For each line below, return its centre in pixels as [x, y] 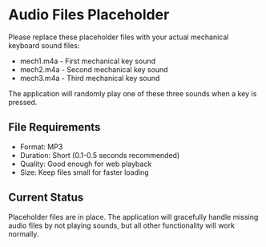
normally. [24, 233]
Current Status [46, 198]
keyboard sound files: [44, 45]
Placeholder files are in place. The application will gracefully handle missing [133, 217]
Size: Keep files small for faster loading [85, 172]
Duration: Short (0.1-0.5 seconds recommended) [100, 155]
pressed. [23, 102]
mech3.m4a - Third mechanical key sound [90, 78]
